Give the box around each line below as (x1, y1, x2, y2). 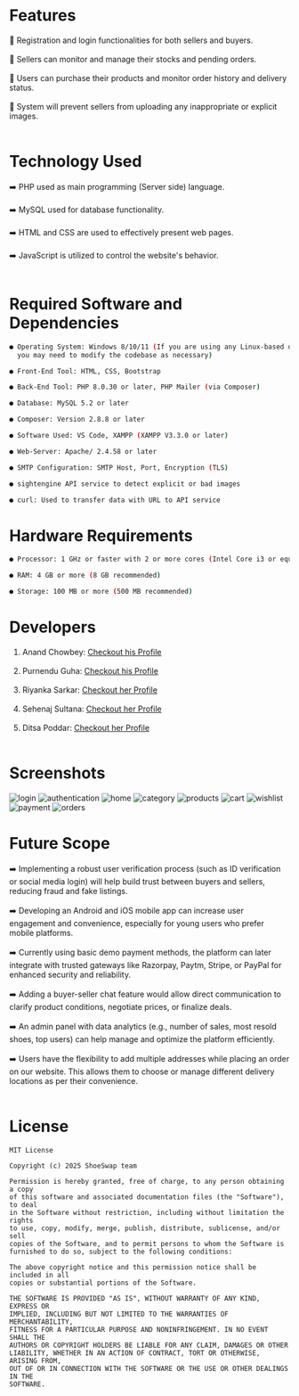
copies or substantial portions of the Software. (9, 1278, 198, 1287)
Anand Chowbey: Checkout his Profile (21, 646, 162, 657)
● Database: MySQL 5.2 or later (9, 398, 129, 408)
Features (9, 5, 77, 26)
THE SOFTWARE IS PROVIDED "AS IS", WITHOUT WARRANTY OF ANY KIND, (9, 1293, 261, 1302)
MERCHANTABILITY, (9, 1317, 74, 1326)
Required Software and (9, 294, 182, 315)
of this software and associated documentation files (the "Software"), (9, 1192, 285, 1202)
